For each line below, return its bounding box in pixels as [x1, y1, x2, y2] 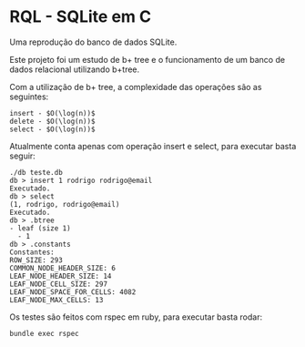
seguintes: [9, 91, 49, 102]
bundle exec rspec [9, 329, 79, 338]
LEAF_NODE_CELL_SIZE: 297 [9, 280, 107, 289]
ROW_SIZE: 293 [9, 255, 64, 265]
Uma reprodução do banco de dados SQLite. [9, 36, 178, 47]
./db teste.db [9, 168, 64, 177]
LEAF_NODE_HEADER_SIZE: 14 [9, 271, 112, 281]
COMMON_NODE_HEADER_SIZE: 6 [9, 263, 117, 272]
